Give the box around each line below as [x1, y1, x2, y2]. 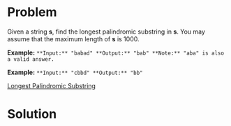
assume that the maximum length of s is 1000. [7, 34, 140, 43]
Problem [7, 4, 57, 20]
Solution [7, 106, 57, 122]
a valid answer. [7, 55, 54, 63]
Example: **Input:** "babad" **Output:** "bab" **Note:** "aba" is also [7, 48, 225, 57]
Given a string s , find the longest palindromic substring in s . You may [7, 27, 206, 36]
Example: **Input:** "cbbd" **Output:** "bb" [7, 68, 143, 76]
